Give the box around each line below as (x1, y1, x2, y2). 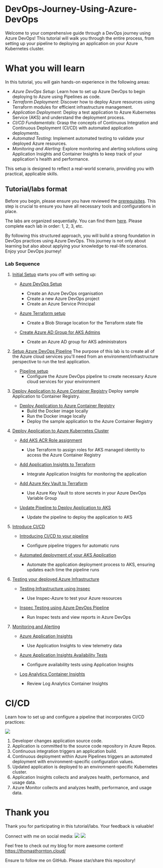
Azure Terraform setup (19, 310, 66, 316)
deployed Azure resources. (12, 141, 67, 146)
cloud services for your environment (26, 378, 100, 384)
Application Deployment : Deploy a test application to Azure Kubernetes (12, 109, 156, 115)
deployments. (12, 130, 40, 136)
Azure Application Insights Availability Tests (19, 652, 108, 658)
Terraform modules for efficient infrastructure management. (12, 104, 133, 110)
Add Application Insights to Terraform (19, 461, 95, 467)
